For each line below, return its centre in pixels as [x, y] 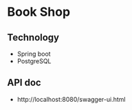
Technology [33, 37]
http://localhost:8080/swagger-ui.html [71, 99]
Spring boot [34, 54]
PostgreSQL [34, 61]
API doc [24, 83]
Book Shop [39, 12]
